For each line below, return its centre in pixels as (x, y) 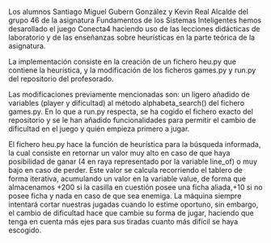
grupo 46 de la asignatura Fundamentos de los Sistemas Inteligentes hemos (135, 20)
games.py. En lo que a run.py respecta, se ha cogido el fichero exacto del (131, 111)
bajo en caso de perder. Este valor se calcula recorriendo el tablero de (125, 170)
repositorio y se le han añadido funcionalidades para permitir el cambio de (132, 120)
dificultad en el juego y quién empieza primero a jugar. (99, 129)
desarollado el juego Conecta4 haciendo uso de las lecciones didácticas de (134, 29)
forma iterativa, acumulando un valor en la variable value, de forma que (127, 178)
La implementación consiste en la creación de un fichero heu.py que (123, 61)
